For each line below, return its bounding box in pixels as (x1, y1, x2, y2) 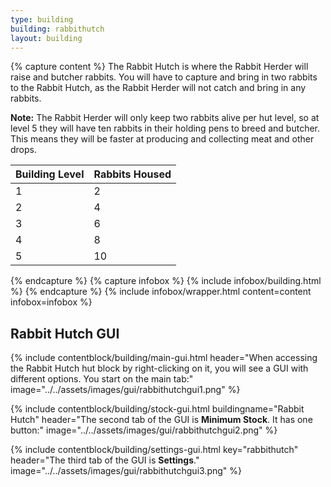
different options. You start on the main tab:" (10, 373, 194, 385)
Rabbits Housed (93, 167, 172, 181)
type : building (10, 14, 74, 25)
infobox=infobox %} (10, 296, 93, 308)
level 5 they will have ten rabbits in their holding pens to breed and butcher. (10, 122, 321, 135)
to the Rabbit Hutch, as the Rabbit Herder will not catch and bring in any (10, 82, 307, 94)
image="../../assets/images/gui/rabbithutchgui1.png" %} (10, 384, 241, 396)
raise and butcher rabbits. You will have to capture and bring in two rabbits (10, 71, 318, 83)
